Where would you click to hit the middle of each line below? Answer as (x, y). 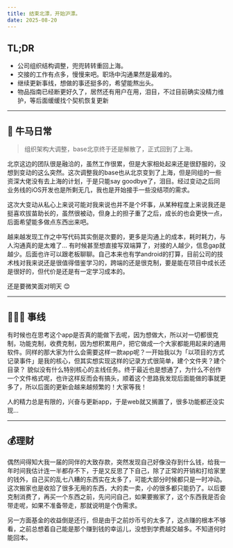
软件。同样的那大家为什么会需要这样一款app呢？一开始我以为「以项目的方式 (116, 352)
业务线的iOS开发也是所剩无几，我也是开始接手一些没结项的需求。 (101, 190)
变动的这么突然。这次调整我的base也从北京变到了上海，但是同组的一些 (120, 173)
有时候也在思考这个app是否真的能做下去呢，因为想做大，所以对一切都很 (110, 335)
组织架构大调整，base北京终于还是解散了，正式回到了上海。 (110, 149)
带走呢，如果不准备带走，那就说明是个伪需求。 (74, 505)
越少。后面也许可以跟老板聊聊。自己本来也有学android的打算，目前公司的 (112, 254)
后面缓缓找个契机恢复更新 (72, 101)
